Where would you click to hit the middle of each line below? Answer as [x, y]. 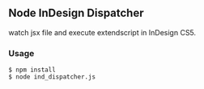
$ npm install [32, 70]
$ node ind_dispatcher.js [52, 77]
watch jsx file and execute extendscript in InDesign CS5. [102, 32]
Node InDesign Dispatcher [76, 13]
